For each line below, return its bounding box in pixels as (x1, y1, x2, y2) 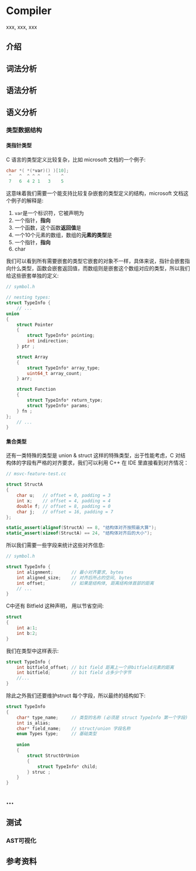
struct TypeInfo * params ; (27, 402, 90, 408)
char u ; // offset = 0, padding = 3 (16, 493, 111, 498)
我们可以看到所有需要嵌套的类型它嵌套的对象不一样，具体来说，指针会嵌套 (6, 258, 185, 265)
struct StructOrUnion (27, 753, 80, 759)
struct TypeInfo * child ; (37, 763, 98, 770)
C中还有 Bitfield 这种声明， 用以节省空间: (6, 602, 104, 610)
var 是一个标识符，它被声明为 (14, 210, 85, 217)
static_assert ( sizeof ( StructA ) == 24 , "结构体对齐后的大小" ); (6, 530, 153, 537)
